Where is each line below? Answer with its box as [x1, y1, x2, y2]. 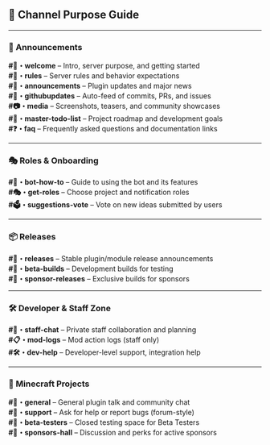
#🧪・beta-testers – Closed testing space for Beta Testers [8, 418, 200, 427]
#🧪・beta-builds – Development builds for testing [8, 264, 174, 273]
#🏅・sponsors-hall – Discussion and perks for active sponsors [8, 428, 217, 438]
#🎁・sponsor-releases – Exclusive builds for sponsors [8, 273, 190, 283]
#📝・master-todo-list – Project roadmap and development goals [8, 114, 223, 123]
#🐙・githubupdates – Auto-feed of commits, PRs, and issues [8, 91, 211, 101]
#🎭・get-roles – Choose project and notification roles [8, 187, 190, 198]
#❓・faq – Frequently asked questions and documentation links [8, 124, 219, 134]
